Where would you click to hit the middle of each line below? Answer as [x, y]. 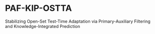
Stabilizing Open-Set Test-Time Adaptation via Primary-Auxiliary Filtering [78, 21]
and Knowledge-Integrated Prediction [43, 26]
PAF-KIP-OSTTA [39, 8]
